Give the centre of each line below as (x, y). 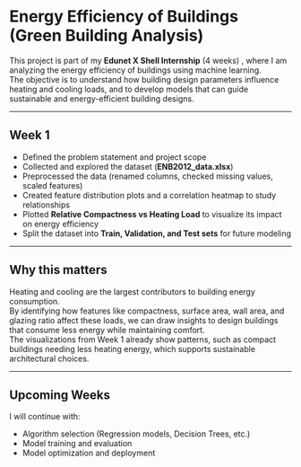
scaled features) (52, 185)
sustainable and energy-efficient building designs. (102, 98)
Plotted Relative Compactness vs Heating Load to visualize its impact (152, 214)
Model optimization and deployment (89, 453)
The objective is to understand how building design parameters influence (144, 79)
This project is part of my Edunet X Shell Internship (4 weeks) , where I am (148, 60)
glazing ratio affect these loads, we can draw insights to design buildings (144, 320)
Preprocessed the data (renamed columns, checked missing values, (147, 176)
